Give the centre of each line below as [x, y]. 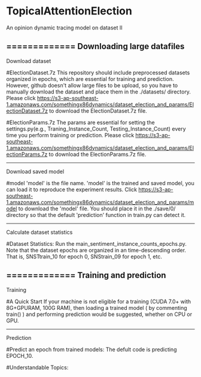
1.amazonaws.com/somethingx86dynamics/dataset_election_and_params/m [100, 202]
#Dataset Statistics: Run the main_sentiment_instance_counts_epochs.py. [97, 243]
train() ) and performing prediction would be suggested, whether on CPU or [99, 314]
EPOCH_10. [20, 355]
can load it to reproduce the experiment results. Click [72, 189]
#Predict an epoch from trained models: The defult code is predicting [92, 349]
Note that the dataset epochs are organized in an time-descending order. [96, 250]
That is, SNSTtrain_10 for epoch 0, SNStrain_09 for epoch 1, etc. [84, 257]
